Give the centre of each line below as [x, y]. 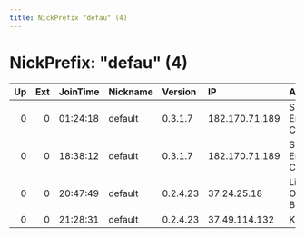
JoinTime [79, 92]
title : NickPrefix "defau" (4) [69, 18]
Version [179, 92]
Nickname [131, 92]
